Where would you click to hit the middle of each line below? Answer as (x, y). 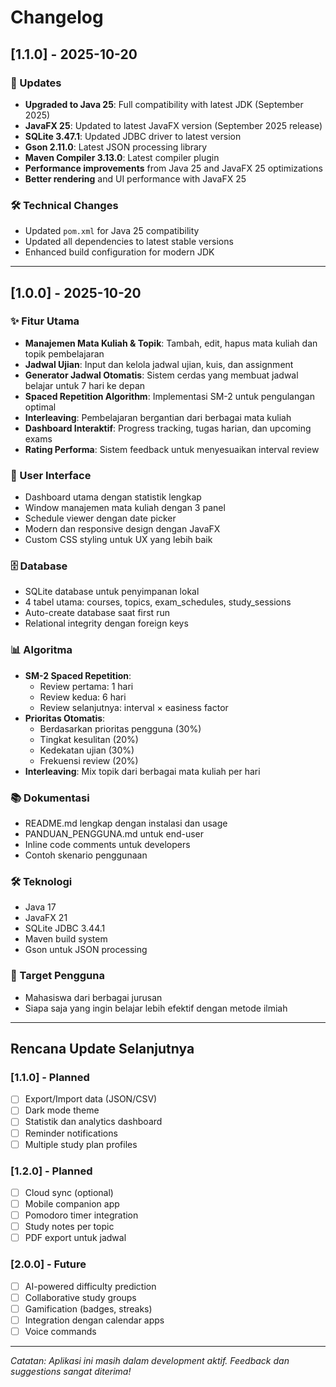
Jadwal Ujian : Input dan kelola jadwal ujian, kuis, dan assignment (159, 364)
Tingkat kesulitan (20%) (89, 739)
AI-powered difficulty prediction (90, 1286)
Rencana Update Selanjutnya (102, 1049)
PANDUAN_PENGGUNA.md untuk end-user (114, 834)
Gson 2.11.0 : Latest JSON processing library (116, 147)
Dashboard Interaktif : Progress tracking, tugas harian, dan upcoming (168, 428)
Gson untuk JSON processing (86, 950)
